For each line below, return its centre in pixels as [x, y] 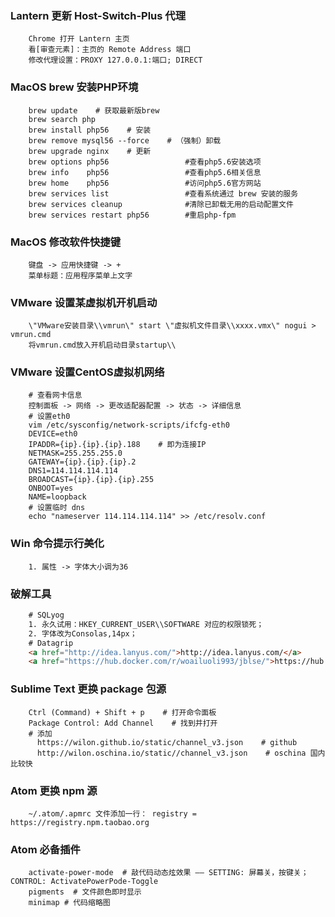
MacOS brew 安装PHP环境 [74, 87]
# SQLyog [46, 615]
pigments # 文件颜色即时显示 [85, 892]
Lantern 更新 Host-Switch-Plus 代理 [98, 15]
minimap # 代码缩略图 [69, 903]
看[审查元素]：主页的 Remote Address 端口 [110, 50]
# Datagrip [51, 643]
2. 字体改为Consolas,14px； [83, 633]
